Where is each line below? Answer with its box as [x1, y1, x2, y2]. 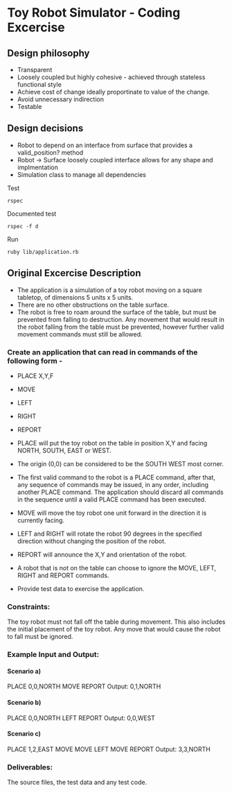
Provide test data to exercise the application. [17, 584, 145, 592]
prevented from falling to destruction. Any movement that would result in [17, 315, 225, 323]
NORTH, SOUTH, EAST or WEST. [17, 446, 112, 454]
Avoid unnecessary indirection [17, 95, 104, 103]
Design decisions [7, 123, 84, 135]
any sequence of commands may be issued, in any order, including [17, 480, 209, 488]
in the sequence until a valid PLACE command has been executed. [17, 495, 206, 504]
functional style [17, 80, 62, 88]
